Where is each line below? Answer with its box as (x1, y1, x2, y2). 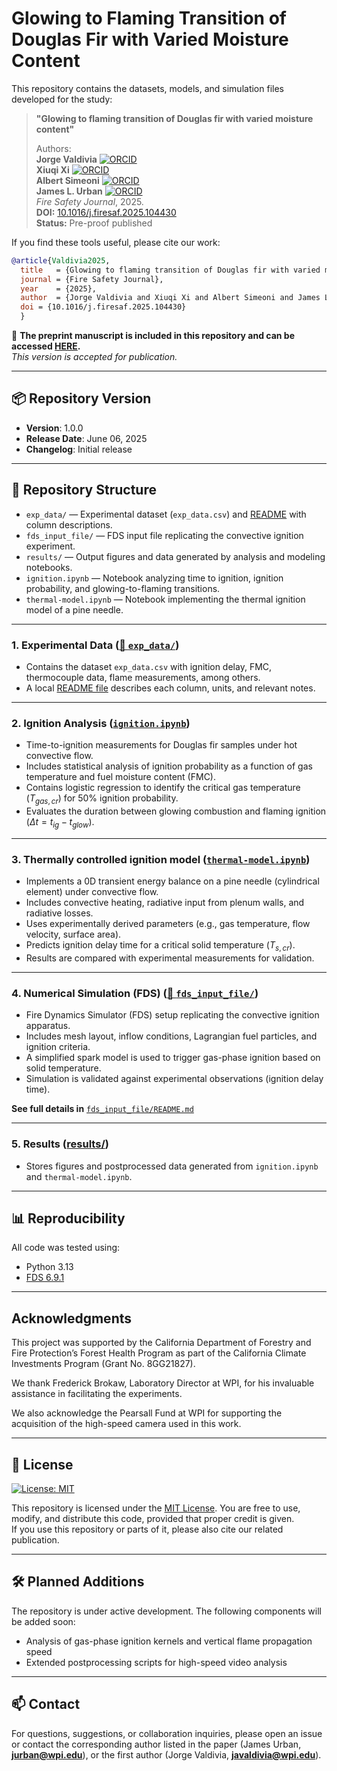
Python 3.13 (25, 1261, 74, 1273)
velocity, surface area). (25, 928, 122, 941)
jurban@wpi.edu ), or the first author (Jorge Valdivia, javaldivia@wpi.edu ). (11, 1748, 322, 1761)
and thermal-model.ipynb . (25, 1170, 133, 1182)
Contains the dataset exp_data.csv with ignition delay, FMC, (25, 660, 273, 672)
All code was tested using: (11, 1242, 121, 1254)
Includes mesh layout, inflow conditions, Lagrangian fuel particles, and (25, 1030, 318, 1042)
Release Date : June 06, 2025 (25, 432, 148, 444)
